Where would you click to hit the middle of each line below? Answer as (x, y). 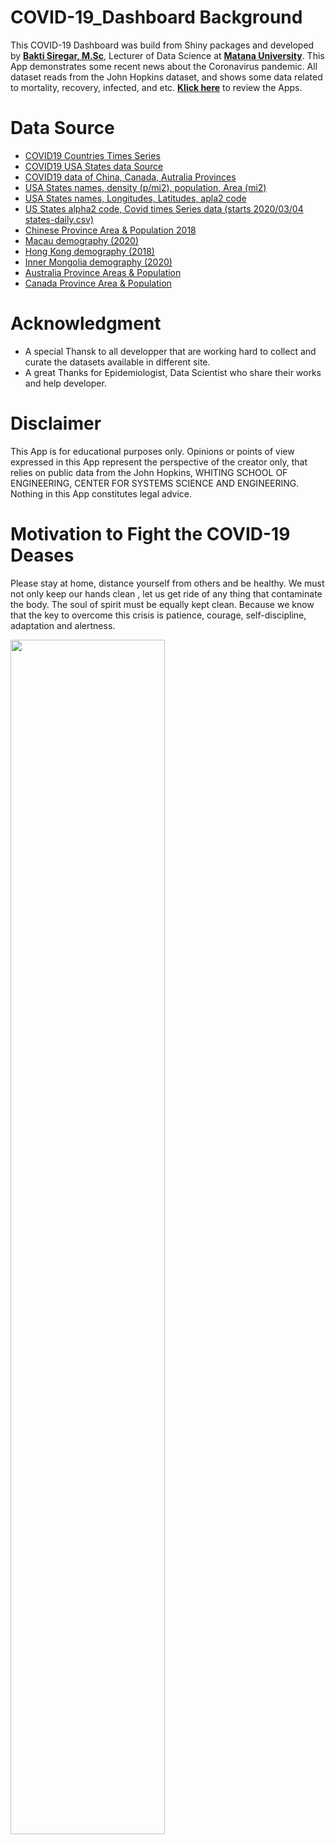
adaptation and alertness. (63, 625)
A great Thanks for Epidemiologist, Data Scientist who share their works (173, 372)
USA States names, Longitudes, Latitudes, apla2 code (135, 198)
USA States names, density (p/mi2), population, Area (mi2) (145, 187)
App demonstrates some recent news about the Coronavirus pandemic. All (164, 66)
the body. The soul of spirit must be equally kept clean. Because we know (162, 604)
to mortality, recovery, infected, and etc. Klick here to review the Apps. (156, 87)
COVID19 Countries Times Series (92, 155)
